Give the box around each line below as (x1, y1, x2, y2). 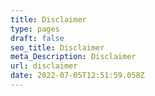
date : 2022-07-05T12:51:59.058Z (10, 71, 145, 81)
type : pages (10, 24, 60, 34)
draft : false (10, 33, 65, 43)
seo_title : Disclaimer (10, 42, 105, 53)
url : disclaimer (10, 61, 78, 71)
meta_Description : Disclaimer (10, 52, 137, 62)
